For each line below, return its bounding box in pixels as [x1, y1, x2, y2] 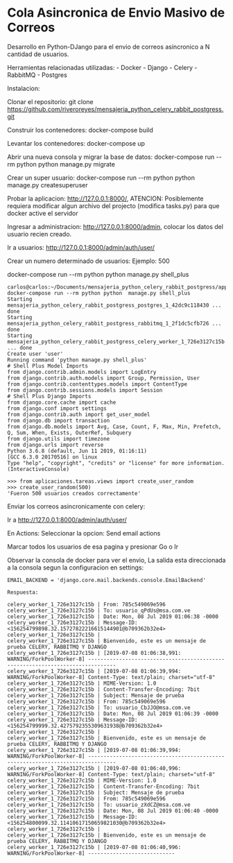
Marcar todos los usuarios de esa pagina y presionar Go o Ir [7, 542, 179, 551]
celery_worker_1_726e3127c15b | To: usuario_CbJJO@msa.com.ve [7, 704, 191, 711]
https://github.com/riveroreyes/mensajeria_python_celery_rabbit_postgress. [7, 105, 224, 113]
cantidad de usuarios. [7, 50, 69, 58]
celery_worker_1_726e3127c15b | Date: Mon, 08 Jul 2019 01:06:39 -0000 [7, 710, 218, 717]
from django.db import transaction [7, 417, 110, 424]
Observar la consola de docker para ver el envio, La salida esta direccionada [7, 556, 226, 564]
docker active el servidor [7, 209, 78, 217]
